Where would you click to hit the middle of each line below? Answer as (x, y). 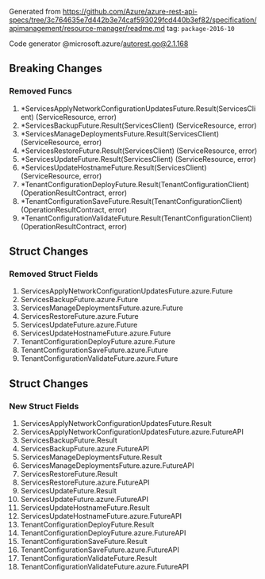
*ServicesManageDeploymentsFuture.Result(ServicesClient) (120, 133)
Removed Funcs (40, 91)
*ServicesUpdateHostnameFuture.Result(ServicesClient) (113, 167)
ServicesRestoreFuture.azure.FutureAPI (85, 482)
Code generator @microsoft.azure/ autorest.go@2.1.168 (99, 44)
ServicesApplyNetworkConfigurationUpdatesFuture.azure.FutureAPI (132, 432)
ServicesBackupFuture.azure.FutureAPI (85, 449)
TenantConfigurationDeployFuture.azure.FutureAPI (103, 533)
